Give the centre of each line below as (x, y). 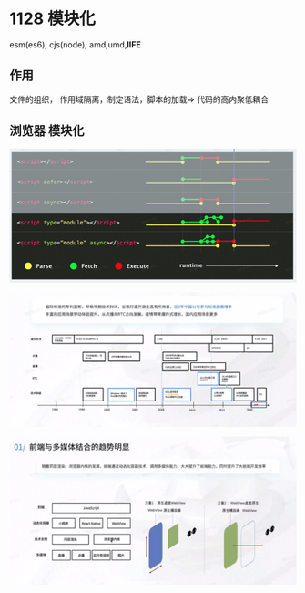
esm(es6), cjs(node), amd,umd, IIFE (75, 44)
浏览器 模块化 (47, 131)
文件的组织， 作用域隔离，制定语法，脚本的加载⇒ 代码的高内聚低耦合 (139, 99)
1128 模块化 (52, 19)
